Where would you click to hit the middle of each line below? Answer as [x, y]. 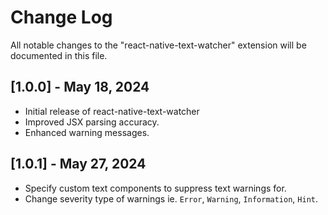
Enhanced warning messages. [87, 132]
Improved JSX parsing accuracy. [92, 122]
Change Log [61, 17]
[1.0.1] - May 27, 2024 [78, 164]
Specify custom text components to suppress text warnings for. [155, 188]
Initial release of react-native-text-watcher [112, 111]
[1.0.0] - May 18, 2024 [80, 87]
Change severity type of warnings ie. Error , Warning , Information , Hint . [171, 198]
